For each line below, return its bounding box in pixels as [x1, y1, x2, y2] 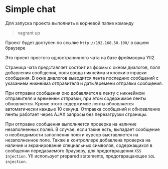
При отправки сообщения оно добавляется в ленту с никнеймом [5, 90, 145, 96]
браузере [5, 45, 26, 51]
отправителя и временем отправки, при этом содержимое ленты [5, 95, 146, 101]
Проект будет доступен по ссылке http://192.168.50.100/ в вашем [5, 39, 149, 46]
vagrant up [17, 30, 40, 36]
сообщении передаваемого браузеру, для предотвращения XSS [5, 147, 141, 153]
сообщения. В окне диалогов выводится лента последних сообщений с [5, 75, 159, 81]
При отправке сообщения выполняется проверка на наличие [5, 121, 137, 127]
